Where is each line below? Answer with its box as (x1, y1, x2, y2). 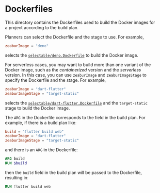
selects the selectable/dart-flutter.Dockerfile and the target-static (5, 100, 148, 105)
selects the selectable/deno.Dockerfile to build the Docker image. (5, 52, 139, 58)
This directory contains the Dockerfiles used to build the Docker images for (5, 19, 155, 25)
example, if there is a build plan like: (5, 120, 77, 125)
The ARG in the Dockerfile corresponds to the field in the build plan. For (5, 114, 146, 120)
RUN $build (5, 161, 27, 166)
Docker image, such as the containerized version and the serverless (5, 67, 142, 72)
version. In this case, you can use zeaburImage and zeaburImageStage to (5, 72, 147, 78)
